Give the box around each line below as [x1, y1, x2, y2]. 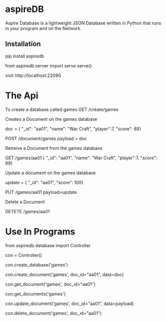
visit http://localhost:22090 [5, 72, 61, 78]
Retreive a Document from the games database [5, 145, 102, 151]
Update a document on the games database [5, 170, 96, 176]
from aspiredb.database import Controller [5, 242, 91, 248]
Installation [5, 40, 41, 48]
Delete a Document [5, 199, 45, 205]
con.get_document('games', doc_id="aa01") [5, 281, 96, 287]
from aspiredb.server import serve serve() [5, 62, 92, 68]
